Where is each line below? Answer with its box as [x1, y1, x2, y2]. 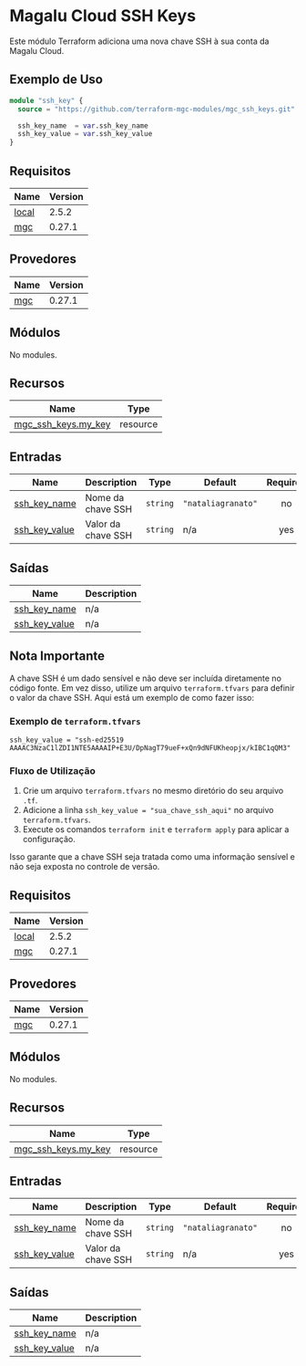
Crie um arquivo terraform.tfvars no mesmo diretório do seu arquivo [22, 786, 284, 797]
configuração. [22, 834, 76, 845]
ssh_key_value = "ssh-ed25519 [9, 735, 125, 745]
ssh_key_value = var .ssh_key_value [17, 130, 153, 139]
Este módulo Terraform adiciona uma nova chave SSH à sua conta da [9, 36, 270, 47]
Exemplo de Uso [9, 72, 103, 88]
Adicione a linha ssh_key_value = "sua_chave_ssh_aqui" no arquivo [22, 805, 274, 816]
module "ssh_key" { [9, 96, 84, 105]
